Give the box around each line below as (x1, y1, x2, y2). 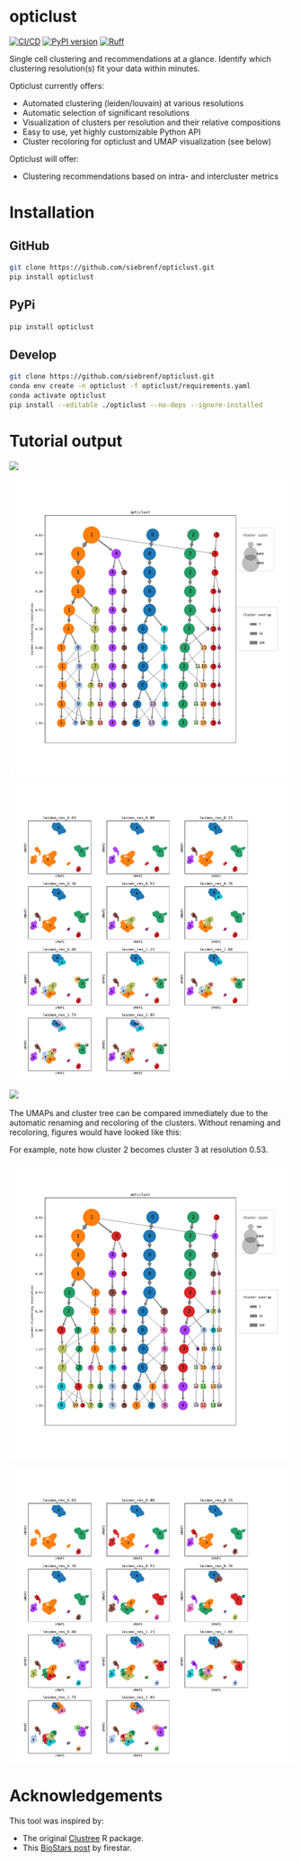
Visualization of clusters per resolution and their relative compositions (22, 117, 281, 128)
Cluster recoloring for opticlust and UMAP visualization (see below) (22, 136, 272, 146)
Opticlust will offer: (9, 153, 79, 164)
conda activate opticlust (9, 391, 106, 400)
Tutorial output (9, 430, 123, 451)
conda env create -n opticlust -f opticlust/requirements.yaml (9, 382, 251, 391)
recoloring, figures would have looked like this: (9, 1126, 182, 1138)
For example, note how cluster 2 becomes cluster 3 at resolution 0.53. (9, 1144, 269, 1155)
